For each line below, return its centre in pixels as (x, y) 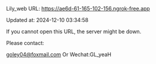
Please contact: (25, 43)
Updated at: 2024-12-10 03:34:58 (47, 20)
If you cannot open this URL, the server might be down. (74, 31)
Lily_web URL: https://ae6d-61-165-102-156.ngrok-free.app (78, 9)
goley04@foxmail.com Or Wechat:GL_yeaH (59, 55)
